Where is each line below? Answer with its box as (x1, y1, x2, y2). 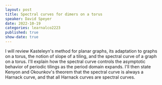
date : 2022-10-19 (5, 21, 41, 26)
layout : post (5, 7, 32, 12)
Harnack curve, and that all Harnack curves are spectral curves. (5, 74, 135, 80)
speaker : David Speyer (5, 16, 52, 21)
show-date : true (5, 35, 39, 40)
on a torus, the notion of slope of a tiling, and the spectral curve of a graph (5, 53, 157, 59)
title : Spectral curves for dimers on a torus (5, 12, 103, 17)
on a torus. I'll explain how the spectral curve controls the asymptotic (5, 58, 146, 64)
